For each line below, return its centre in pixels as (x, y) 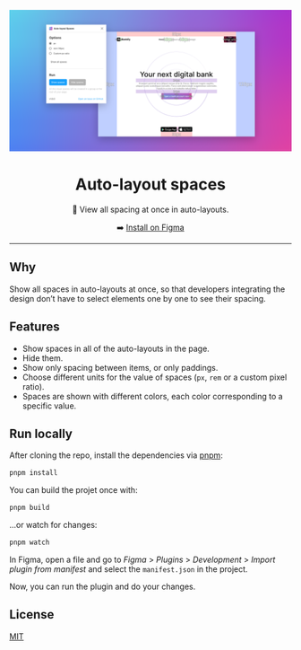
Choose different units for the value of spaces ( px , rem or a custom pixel (155, 377)
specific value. (49, 406)
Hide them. (43, 358)
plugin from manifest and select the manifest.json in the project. (129, 569)
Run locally (41, 433)
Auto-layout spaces (150, 184)
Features (34, 327)
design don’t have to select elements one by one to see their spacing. (138, 298)
